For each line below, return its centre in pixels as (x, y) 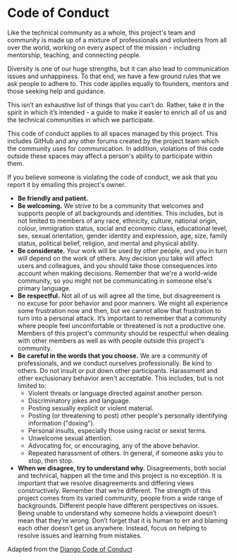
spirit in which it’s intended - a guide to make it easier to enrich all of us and (117, 112)
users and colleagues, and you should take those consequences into (117, 265)
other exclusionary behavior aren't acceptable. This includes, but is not (120, 378)
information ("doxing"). (61, 423)
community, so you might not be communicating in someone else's (115, 281)
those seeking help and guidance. (56, 91)
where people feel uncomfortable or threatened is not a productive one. (122, 325)
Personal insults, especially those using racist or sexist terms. (117, 430)
